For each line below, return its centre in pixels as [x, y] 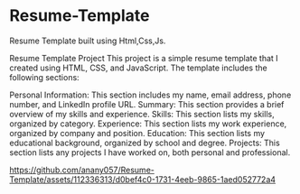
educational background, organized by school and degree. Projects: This [145, 143]
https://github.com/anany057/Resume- [82, 170]
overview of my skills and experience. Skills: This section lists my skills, [142, 114]
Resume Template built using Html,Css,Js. [88, 41]
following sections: [44, 77]
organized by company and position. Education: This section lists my [137, 133]
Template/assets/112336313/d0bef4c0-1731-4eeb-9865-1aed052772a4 [143, 179]
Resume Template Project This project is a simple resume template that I [144, 58]
